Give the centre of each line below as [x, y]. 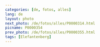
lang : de [14, 14]
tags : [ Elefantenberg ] [28, 37]
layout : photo [20, 19]
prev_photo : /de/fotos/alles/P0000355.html [50, 32]
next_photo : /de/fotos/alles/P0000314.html [50, 23]
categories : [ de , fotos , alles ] [38, 10]
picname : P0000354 [24, 28]
